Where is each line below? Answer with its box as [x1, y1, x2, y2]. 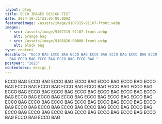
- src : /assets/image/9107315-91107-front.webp [9, 29, 108, 34]
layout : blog [5, 7, 32, 12]
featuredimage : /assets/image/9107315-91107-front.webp [5, 20, 120, 26]
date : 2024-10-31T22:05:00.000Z [5, 16, 70, 21]
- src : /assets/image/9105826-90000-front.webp [9, 39, 108, 43]
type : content [5, 47, 34, 52]
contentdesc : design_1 [5, 66, 51, 70]
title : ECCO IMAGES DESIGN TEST [5, 12, 70, 16]
